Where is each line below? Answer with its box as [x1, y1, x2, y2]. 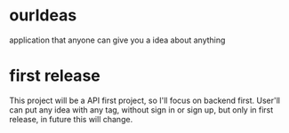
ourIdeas [9, 5, 77, 26]
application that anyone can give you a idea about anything [9, 35, 226, 45]
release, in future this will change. [9, 113, 133, 124]
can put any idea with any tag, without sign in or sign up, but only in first [9, 104, 274, 115]
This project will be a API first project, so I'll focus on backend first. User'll [9, 95, 280, 106]
